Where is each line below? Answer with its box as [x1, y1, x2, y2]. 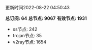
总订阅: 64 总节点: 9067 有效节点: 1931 [5, 15, 87, 21]
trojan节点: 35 [12, 33, 42, 38]
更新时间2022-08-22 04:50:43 [5, 5, 70, 10]
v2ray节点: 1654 [12, 39, 47, 45]
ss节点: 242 [12, 26, 38, 32]
